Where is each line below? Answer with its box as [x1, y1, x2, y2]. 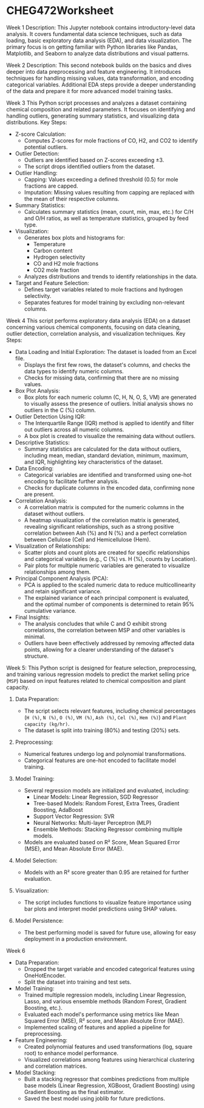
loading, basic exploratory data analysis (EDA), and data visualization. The [6, 37, 192, 44]
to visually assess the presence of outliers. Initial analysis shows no [24, 400, 193, 407]
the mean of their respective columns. [24, 195, 120, 202]
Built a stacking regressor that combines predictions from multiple [24, 1075, 189, 1082]
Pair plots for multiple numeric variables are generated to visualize [24, 562, 190, 569]
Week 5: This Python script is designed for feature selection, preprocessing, [6, 664, 197, 671]
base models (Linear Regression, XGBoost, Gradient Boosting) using [24, 1082, 195, 1089]
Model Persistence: [15, 917, 64, 924]
